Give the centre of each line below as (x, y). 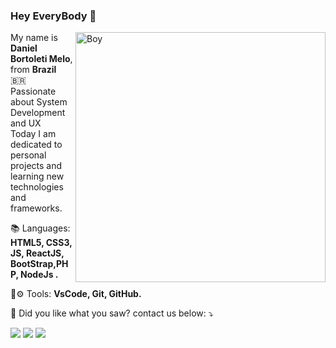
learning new (37, 176)
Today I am (33, 134)
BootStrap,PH (39, 264)
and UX (26, 123)
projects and (36, 166)
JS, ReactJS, (37, 253)
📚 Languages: (40, 228)
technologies (37, 187)
